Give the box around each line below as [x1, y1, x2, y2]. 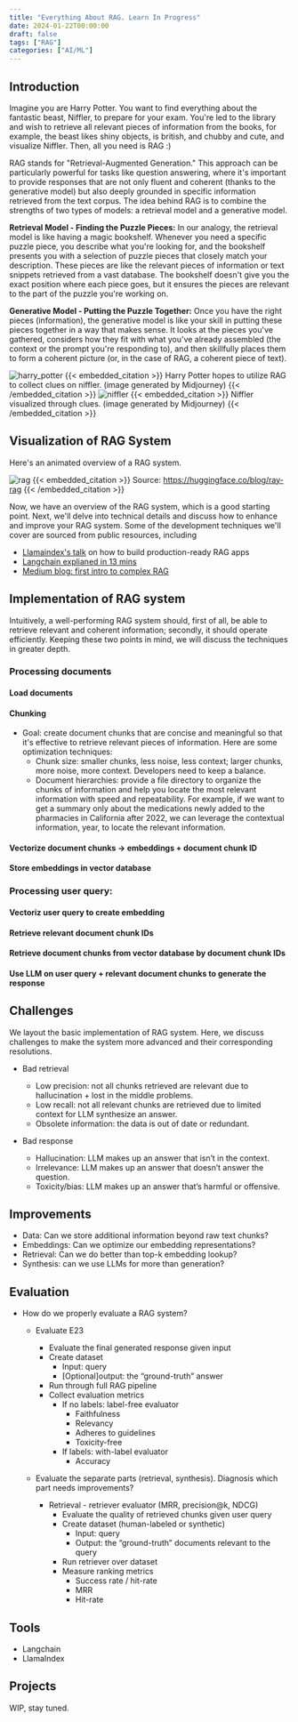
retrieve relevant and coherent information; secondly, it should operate [9, 624, 269, 635]
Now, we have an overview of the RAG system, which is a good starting [9, 501, 270, 511]
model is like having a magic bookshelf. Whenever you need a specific [9, 231, 267, 242]
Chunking [9, 708, 46, 719]
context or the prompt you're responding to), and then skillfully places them [9, 343, 286, 354]
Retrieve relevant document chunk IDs [9, 927, 154, 938]
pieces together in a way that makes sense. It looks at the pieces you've [9, 324, 274, 334]
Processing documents [9, 665, 112, 678]
